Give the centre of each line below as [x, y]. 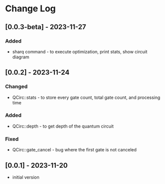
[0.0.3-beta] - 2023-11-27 [46, 27]
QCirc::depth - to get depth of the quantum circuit [63, 126]
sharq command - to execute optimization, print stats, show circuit [80, 51]
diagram [21, 57]
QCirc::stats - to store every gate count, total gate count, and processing [86, 97]
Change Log [30, 9]
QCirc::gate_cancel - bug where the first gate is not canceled [74, 150]
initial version [26, 177]
